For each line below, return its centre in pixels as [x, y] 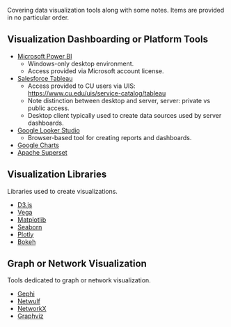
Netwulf [29, 301]
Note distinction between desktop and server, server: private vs [119, 100]
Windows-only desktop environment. [81, 63]
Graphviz [30, 316]
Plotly [25, 234]
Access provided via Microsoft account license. [96, 71]
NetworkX [32, 309]
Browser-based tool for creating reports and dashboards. [110, 137]
